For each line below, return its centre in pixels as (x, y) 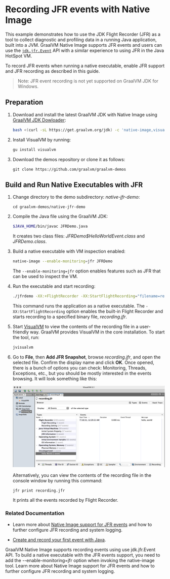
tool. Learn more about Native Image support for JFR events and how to (80, 566)
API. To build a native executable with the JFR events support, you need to (83, 555)
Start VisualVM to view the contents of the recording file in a (75, 326)
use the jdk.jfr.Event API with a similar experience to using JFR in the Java (85, 50)
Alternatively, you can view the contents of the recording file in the (82, 475)
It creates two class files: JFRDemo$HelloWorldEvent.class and (79, 236)
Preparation (24, 102)
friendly (21, 332)
